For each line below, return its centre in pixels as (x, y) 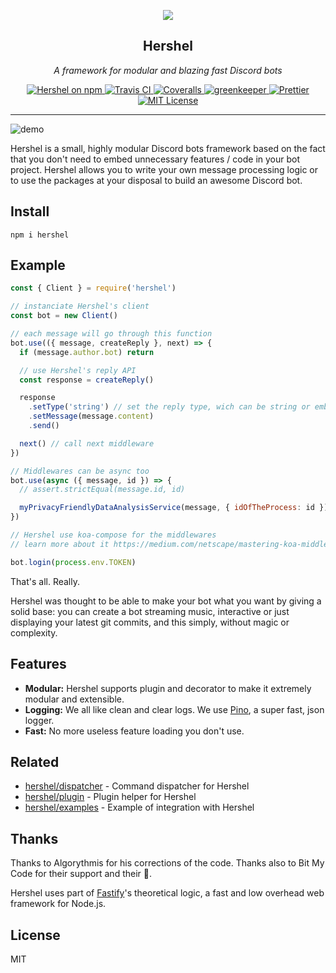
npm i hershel (40, 235)
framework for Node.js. (58, 904)
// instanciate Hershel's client (80, 306)
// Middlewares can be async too (80, 471)
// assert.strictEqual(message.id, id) (102, 490)
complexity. (34, 632)
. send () (44, 426)
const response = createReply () (87, 380)
